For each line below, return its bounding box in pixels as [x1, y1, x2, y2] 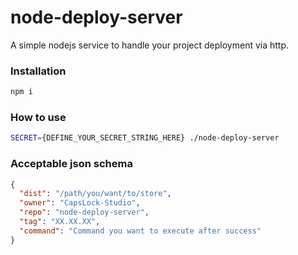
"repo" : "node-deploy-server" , [19, 207, 150, 218]
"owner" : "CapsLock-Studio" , [19, 198, 141, 208]
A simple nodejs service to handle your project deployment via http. [10, 39, 290, 51]
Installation [10, 64, 67, 78]
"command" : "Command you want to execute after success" [19, 226, 262, 236]
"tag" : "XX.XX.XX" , [19, 217, 101, 227]
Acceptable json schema [10, 157, 133, 171]
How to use [10, 111, 67, 125]
